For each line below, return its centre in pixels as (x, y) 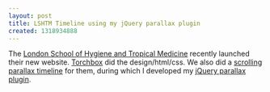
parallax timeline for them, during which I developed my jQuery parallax (127, 71)
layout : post (30, 16)
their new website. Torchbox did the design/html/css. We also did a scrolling (135, 62)
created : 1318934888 (43, 31)
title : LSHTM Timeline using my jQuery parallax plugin (104, 23)
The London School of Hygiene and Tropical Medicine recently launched (129, 54)
